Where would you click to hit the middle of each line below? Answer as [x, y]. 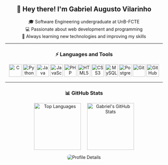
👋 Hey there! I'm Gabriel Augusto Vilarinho [84, 9]
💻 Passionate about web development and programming [84, 29]
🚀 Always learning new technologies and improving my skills [84, 36]
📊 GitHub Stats [84, 93]
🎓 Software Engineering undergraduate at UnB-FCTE [84, 21]
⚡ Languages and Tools [84, 54]
